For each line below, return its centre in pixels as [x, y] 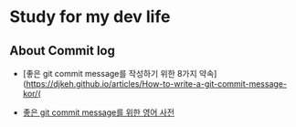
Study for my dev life [90, 17]
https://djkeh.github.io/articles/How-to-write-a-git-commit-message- [157, 84]
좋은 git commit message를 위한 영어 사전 [99, 112]
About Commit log [63, 51]
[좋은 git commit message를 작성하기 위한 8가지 [110, 74]
